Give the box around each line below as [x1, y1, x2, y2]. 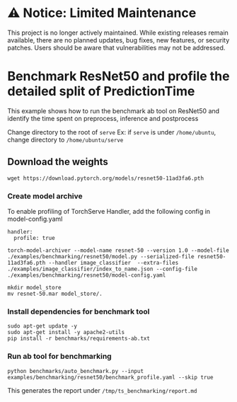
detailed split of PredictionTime [7, 84, 195, 100]
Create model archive [7, 191, 83, 201]
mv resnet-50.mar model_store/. [7, 290, 103, 297]
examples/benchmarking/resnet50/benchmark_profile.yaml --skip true [7, 374, 214, 381]
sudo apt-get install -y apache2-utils [7, 329, 125, 336]
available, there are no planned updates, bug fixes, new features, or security [7, 35, 230, 44]
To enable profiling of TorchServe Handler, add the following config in [7, 207, 211, 215]
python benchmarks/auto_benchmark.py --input [7, 367, 144, 374]
